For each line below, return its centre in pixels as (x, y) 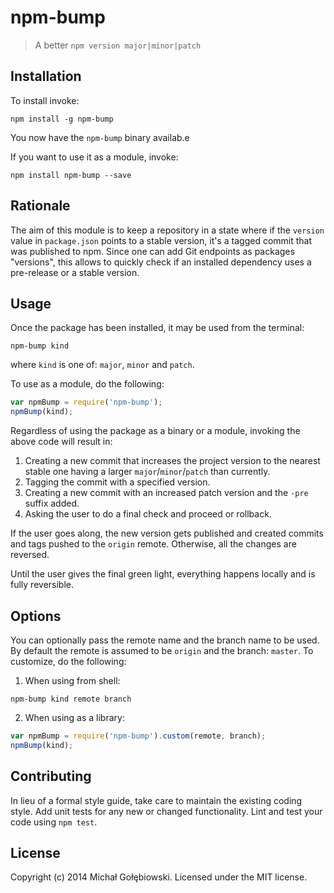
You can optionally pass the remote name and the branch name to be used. (165, 640)
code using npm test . (54, 822)
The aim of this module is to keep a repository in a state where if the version (167, 230)
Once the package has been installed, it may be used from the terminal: (157, 328)
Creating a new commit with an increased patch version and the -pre (166, 493)
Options (36, 616)
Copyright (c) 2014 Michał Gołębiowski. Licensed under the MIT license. (159, 877)
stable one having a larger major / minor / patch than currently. (147, 472)
